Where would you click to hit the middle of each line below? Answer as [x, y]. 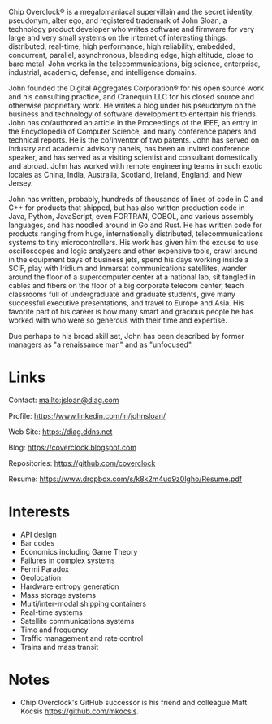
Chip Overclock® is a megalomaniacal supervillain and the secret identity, [131, 12]
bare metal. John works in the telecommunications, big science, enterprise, [134, 64]
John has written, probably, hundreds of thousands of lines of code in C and [136, 199]
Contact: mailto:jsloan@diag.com [64, 400]
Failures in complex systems [67, 560]
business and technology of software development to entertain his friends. [133, 114]
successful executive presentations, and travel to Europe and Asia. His [126, 303]
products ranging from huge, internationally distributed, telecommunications [136, 234]
